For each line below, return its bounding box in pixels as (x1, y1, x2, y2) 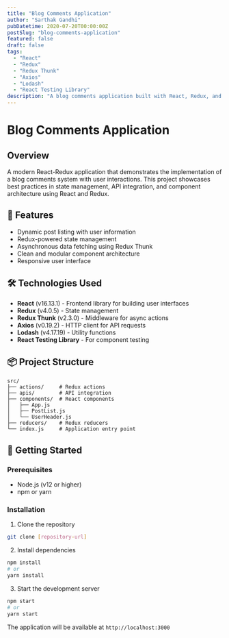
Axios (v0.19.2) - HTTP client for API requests (16, 321, 146, 329)
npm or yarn (16, 488, 52, 496)
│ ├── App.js (7, 402, 51, 408)
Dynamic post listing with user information (16, 228, 137, 236)
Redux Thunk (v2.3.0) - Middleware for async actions (16, 313, 169, 322)
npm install (7, 559, 41, 566)
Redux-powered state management (16, 234, 117, 243)
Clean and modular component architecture (16, 249, 140, 258)
